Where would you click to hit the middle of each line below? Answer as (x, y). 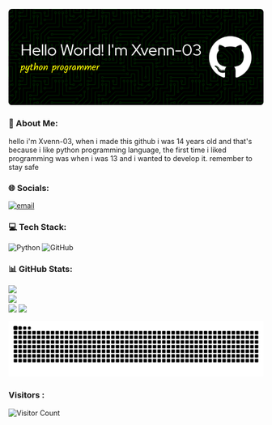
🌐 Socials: (29, 188)
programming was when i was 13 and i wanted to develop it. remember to (131, 158)
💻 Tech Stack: (38, 227)
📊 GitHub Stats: (40, 270)
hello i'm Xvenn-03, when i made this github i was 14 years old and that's (130, 141)
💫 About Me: (33, 124)
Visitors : (27, 395)
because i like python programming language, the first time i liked (117, 150)
